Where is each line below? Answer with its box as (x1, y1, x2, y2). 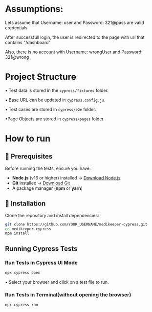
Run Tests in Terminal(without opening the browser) (5, 291, 131, 298)
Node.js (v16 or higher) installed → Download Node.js (12, 175, 121, 180)
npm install (5, 231, 29, 236)
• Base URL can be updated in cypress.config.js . (5, 97, 106, 103)
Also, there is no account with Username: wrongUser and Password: (5, 49, 143, 55)
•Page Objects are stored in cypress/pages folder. (5, 116, 105, 122)
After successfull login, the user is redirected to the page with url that (5, 34, 145, 40)
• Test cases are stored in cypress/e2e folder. (5, 106, 96, 112)
